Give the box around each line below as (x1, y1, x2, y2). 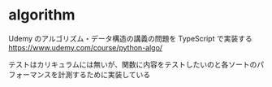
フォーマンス (8, 69, 51, 79)
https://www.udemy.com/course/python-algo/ (8, 42, 163, 52)
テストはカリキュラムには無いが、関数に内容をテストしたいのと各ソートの (8, 59, 257, 69)
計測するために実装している (58, 69, 151, 79)
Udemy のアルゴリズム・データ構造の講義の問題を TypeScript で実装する (8, 33, 253, 43)
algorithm (8, 6, 76, 24)
